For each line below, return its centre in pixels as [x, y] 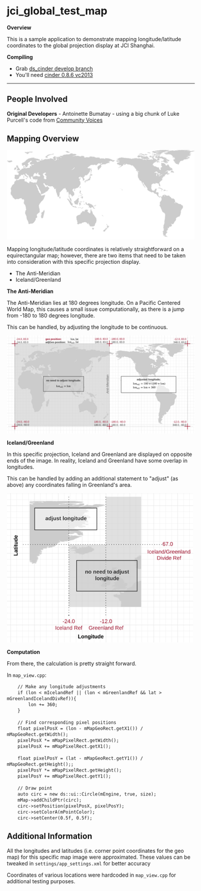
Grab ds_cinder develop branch [54, 68]
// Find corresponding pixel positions [67, 723]
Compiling [20, 57]
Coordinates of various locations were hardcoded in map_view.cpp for [92, 875]
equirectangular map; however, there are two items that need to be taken [96, 255]
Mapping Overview [43, 139]
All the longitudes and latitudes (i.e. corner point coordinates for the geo [95, 850]
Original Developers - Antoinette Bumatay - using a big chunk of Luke [93, 113]
